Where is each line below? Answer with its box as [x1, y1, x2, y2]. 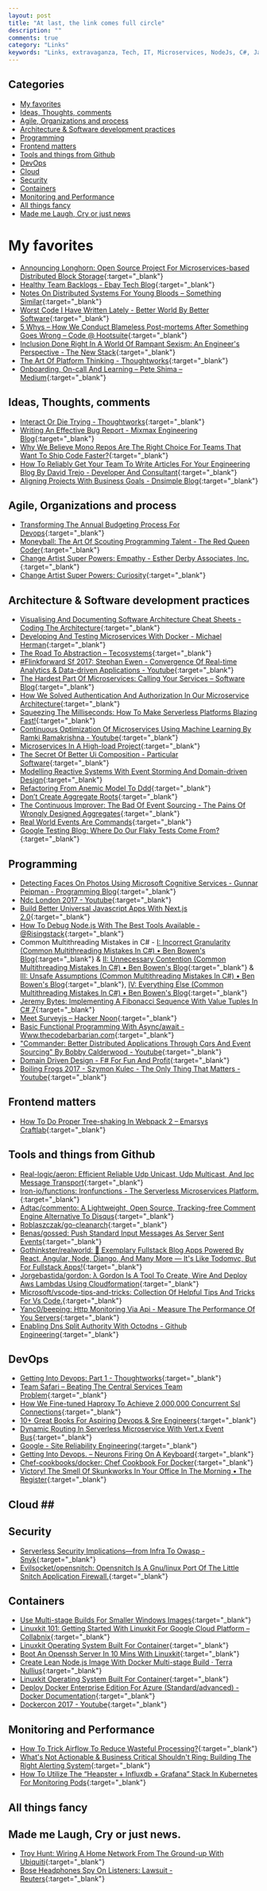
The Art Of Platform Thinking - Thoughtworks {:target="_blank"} [19, 355, 229, 365]
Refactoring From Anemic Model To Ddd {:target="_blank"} [19, 783, 211, 793]
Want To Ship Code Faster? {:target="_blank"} [19, 451, 169, 460]
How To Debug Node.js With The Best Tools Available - [19, 921, 200, 930]
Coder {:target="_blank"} [19, 545, 101, 555]
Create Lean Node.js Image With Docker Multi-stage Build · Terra [19, 1657, 233, 1667]
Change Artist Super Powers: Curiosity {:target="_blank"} [19, 570, 207, 580]
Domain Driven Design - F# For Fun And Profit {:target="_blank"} [19, 1056, 230, 1065]
